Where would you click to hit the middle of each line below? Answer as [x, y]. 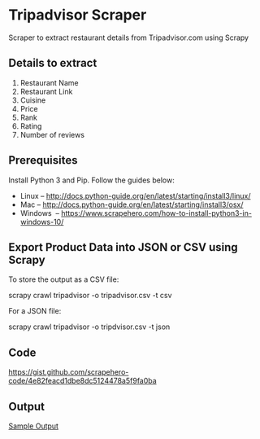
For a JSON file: [35, 311]
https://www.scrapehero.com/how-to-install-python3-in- [156, 213]
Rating [31, 126]
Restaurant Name [49, 82]
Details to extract [53, 63]
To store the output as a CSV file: [64, 279]
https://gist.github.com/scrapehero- [69, 372]
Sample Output [34, 426]
